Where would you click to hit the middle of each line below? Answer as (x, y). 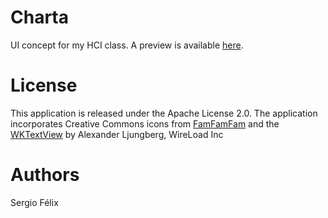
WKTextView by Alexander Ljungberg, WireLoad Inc (117, 134)
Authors (45, 175)
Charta (39, 17)
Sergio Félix (34, 202)
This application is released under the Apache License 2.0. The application (164, 113)
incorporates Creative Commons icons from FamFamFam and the (145, 123)
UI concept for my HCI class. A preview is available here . (127, 45)
